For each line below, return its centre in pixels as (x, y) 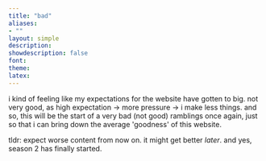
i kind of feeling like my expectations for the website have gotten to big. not (133, 98)
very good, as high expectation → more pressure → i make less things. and (133, 107)
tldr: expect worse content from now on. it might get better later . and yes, (130, 140)
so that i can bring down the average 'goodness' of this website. (115, 124)
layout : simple (34, 38)
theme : (19, 68)
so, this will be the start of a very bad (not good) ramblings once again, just (133, 116)
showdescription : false (48, 53)
